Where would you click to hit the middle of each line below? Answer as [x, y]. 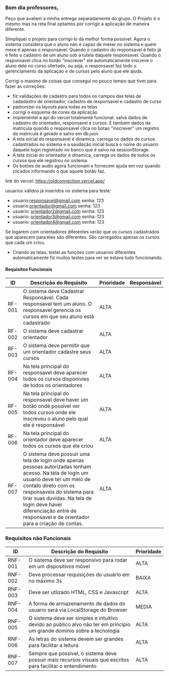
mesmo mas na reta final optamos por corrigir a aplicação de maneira [77, 24]
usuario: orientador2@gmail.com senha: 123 [58, 212]
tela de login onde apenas [54, 460]
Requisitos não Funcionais [38, 538]
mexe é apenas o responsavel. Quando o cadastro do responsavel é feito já [83, 50]
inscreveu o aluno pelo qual [55, 419]
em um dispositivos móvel [59, 566]
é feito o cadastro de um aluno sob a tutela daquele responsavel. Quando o [83, 55]
